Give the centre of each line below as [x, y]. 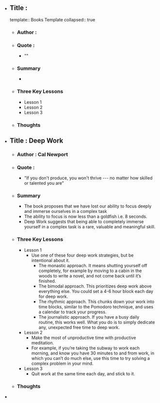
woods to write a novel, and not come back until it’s [90, 275]
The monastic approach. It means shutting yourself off [93, 265]
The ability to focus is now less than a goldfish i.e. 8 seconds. [86, 217]
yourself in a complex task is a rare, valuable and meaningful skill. [90, 227]
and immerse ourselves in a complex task [65, 211]
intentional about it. [51, 260]
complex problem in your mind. [62, 363]
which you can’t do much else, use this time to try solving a [91, 358]
